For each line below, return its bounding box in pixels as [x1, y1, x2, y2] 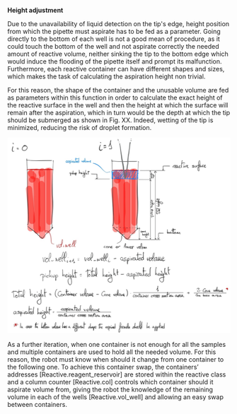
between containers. [7, 401, 67, 409]
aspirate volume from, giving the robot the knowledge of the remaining [7, 385, 214, 394]
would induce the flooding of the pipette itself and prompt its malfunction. [7, 57, 222, 66]
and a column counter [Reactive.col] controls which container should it [7, 378, 214, 386]
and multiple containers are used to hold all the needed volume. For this [7, 348, 216, 356]
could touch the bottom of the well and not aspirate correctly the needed [7, 42, 219, 50]
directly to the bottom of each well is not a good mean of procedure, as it [7, 35, 221, 43]
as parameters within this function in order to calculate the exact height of [7, 93, 223, 102]
